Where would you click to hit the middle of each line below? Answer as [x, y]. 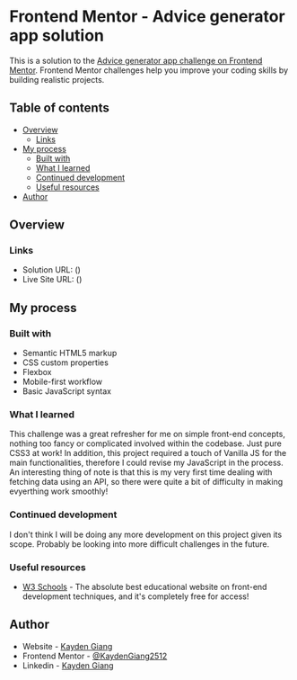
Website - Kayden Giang [67, 646]
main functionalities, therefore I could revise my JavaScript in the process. [147, 463]
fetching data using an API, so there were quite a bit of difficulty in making [146, 482]
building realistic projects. [57, 79]
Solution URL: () [51, 270]
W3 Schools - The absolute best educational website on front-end [144, 587]
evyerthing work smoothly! [59, 491]
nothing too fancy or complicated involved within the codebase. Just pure [146, 443]
